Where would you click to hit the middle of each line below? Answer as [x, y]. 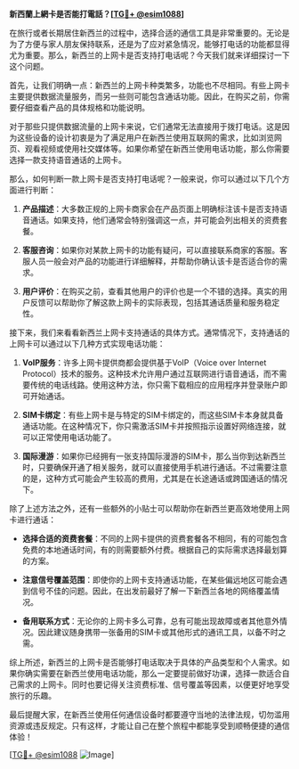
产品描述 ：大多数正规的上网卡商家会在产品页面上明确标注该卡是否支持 [151, 209]
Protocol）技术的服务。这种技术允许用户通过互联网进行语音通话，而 [146, 374]
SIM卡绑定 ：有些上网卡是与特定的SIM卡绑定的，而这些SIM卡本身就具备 [153, 415]
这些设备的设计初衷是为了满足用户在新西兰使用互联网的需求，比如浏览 [145, 138]
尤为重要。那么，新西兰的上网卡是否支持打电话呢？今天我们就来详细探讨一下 [149, 55]
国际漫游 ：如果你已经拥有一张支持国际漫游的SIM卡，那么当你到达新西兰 [154, 456]
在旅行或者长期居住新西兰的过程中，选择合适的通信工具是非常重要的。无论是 [149, 33]
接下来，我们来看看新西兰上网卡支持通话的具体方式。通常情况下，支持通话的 [149, 332]
